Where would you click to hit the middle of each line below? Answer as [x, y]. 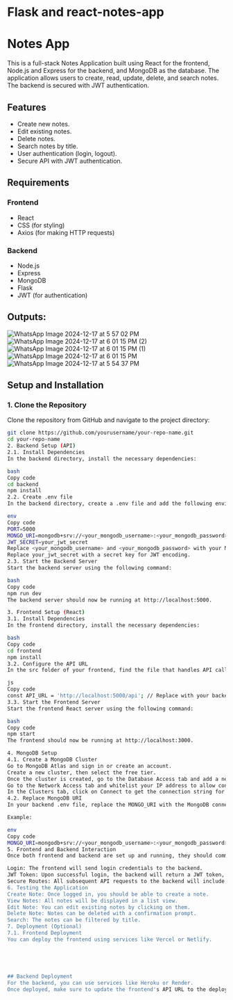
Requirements [38, 183]
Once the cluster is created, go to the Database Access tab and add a [113, 779]
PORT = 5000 [21, 529]
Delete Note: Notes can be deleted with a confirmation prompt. [102, 914]
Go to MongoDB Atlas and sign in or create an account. [89, 766]
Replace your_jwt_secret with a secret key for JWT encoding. [99, 555]
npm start [21, 734]
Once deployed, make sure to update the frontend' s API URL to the [107, 989]
